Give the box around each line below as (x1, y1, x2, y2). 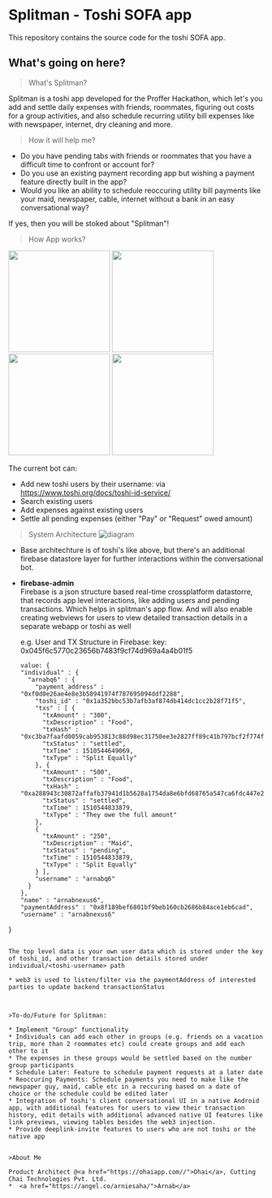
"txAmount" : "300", (41, 711, 112, 719)
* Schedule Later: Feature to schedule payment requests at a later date (8, 1068, 264, 1076)
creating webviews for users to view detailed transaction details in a (19, 612, 248, 623)
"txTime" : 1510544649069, (41, 746, 134, 755)
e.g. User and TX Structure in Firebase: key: (19, 636, 167, 647)
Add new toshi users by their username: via (19, 479, 166, 488)
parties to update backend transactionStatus (8, 983, 165, 991)
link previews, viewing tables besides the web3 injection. (8, 1118, 217, 1126)
